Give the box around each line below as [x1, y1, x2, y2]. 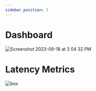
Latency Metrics [5, 64, 75, 75]
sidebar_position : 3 [5, 7, 49, 13]
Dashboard [5, 29, 53, 40]
